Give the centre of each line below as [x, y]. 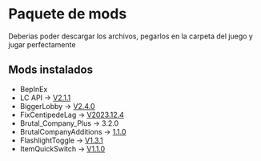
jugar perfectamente [42, 44]
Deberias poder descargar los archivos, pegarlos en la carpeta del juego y [131, 36]
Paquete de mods [68, 14]
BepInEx [34, 89]
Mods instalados [51, 70]
